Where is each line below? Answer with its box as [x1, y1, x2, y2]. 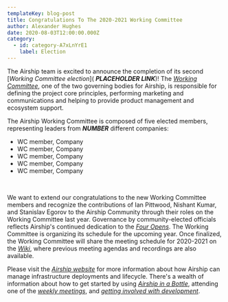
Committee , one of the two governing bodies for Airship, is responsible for [7, 82, 218, 90]
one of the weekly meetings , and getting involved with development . [7, 286, 201, 295]
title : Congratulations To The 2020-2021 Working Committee [7, 16, 183, 23]
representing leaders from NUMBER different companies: [7, 124, 170, 132]
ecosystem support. [7, 104, 64, 112]
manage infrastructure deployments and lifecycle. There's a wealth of [7, 272, 204, 280]
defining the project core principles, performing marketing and [7, 89, 184, 97]
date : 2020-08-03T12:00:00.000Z [7, 29, 100, 36]
